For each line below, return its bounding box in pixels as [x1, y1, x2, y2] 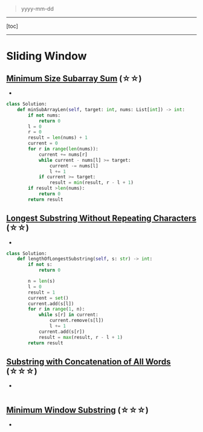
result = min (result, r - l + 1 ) [49, 179, 134, 186]
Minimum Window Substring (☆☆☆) [6, 405, 149, 415]
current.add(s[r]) [38, 329, 85, 335]
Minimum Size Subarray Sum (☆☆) [6, 73, 142, 83]
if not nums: [28, 112, 61, 118]
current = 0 [28, 140, 59, 147]
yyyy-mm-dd [21, 5, 54, 12]
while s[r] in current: [38, 312, 98, 318]
